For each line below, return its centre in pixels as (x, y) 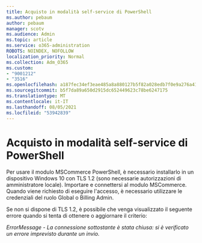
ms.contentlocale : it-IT (37, 101)
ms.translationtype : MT (36, 96)
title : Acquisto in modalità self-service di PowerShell (79, 12)
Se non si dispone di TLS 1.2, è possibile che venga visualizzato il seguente (99, 209)
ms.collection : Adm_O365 (37, 62)
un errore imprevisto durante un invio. (53, 234)
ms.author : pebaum (29, 17)
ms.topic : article (29, 40)
